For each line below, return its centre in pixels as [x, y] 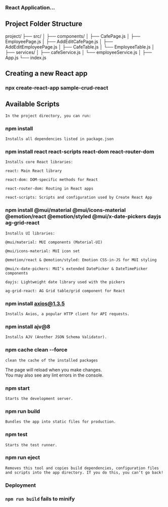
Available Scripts [32, 104]
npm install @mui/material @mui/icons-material [66, 210]
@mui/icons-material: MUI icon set [43, 251]
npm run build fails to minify [40, 498]
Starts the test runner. [31, 445]
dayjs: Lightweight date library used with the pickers [65, 282]
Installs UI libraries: [30, 233]
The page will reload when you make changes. [54, 370]
